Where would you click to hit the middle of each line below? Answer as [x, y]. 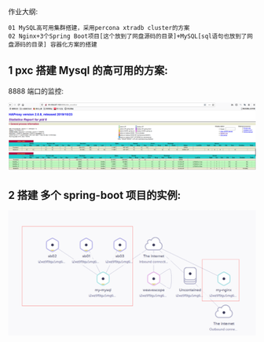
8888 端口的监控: [36, 91]
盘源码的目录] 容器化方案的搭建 [53, 45]
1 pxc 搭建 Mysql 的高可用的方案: [88, 70]
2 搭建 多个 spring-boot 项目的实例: [95, 195]
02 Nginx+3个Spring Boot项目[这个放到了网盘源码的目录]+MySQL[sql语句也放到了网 [130, 36]
